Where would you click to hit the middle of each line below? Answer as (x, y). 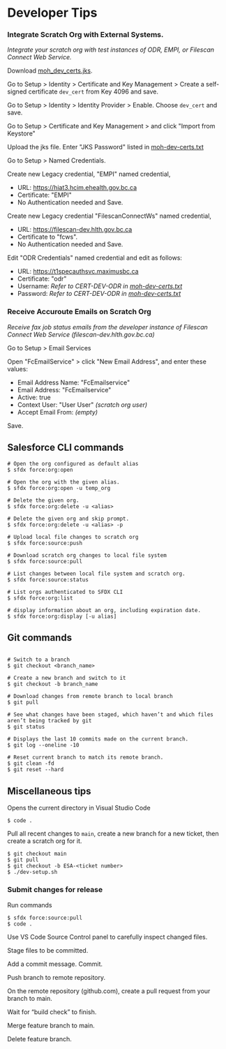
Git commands (39, 638)
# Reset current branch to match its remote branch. (85, 758)
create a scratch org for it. (45, 841)
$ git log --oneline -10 (43, 745)
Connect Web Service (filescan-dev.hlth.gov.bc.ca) (81, 334)
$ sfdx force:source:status (48, 580)
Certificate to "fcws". (47, 237)
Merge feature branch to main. (51, 1025)
